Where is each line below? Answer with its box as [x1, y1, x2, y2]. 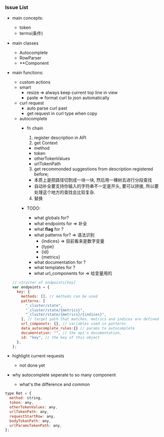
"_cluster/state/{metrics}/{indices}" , [25, 312, 106, 317]
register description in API [34, 135, 86, 141]
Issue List [5, 4, 28, 11]
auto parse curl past [26, 105, 67, 111]
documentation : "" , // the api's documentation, [21, 330, 122, 335]
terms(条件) [19, 30, 43, 36]
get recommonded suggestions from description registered [34, 166, 153, 172]
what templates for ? [34, 265, 76, 271]
